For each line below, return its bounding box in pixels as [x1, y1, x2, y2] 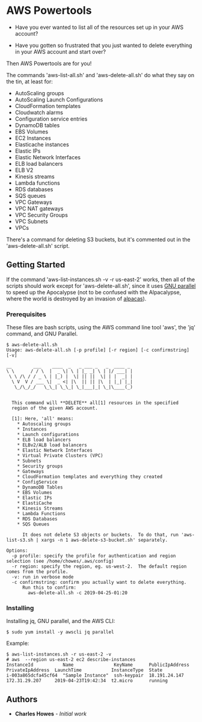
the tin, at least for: [6, 78, 53, 85]
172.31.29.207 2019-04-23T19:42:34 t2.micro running [6, 678, 168, 684]
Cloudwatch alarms [14, 109, 63, 116]
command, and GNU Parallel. [6, 330, 78, 338]
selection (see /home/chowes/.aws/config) [6, 559, 114, 565]
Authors [6, 694, 38, 705]
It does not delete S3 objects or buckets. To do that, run [22, 532, 179, 538]
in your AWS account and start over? [14, 48, 106, 55]
